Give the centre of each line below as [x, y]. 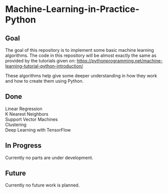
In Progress [23, 146]
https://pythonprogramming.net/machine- [120, 61]
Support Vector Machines [31, 119]
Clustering [16, 124]
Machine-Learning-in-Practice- [72, 9]
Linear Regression [24, 109]
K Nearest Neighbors [27, 114]
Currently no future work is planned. [42, 185]
